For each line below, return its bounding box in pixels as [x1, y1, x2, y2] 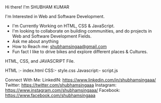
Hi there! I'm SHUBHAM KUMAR [5, 4, 70, 10]
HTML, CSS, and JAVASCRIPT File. [5, 58, 75, 64]
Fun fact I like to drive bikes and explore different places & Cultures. [12, 49, 148, 54]
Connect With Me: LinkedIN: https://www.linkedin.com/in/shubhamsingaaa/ [5, 77, 156, 83]
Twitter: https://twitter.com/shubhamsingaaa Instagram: [5, 82, 117, 88]
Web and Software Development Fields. [12, 34, 92, 39]
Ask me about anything [12, 38, 59, 44]
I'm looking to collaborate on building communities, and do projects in [12, 28, 152, 34]
